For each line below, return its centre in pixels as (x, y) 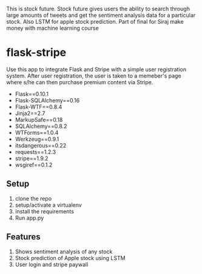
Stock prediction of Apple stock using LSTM (70, 258)
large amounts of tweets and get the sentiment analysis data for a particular (101, 15)
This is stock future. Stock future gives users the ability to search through (98, 9)
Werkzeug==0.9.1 (37, 139)
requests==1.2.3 (35, 152)
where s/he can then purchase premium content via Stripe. (80, 82)
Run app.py (29, 218)
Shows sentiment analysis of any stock (64, 252)
